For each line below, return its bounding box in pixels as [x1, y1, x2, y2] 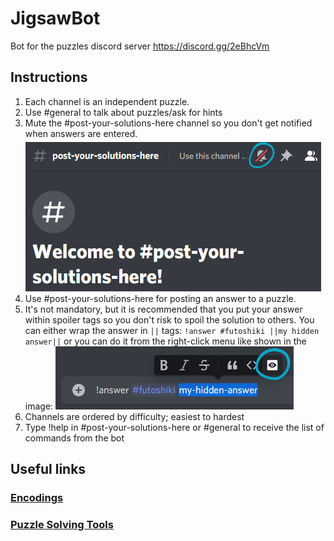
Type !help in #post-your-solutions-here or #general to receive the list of [24, 421, 325, 433]
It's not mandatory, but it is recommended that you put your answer [24, 303, 303, 315]
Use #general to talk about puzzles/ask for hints [24, 106, 223, 118]
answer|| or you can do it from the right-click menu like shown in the [24, 335, 307, 347]
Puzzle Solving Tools [10, 517, 114, 531]
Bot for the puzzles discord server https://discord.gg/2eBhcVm [10, 40, 270, 52]
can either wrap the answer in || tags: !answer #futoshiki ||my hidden [24, 324, 320, 336]
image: [24, 400, 54, 412]
